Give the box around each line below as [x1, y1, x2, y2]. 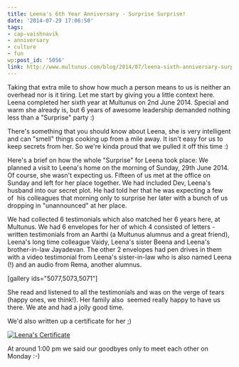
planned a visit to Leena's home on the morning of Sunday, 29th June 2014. [7, 163, 230, 171]
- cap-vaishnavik [7, 30, 59, 38]
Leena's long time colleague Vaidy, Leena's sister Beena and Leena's [7, 238, 211, 246]
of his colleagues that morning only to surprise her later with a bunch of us [7, 193, 228, 202]
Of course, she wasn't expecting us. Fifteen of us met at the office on [7, 171, 211, 179]
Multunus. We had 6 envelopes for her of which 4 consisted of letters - [7, 222, 216, 231]
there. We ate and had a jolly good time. [7, 303, 124, 312]
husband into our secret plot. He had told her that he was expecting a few [7, 186, 223, 194]
